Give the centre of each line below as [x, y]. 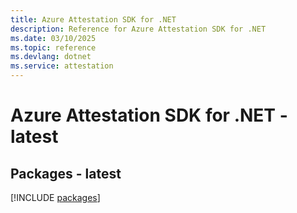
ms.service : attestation [62, 66]
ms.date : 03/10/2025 [53, 38]
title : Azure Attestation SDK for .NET [93, 19]
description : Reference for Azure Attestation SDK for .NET [138, 29]
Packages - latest [66, 173]
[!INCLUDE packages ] [55, 197]
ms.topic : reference [53, 47]
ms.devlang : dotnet [51, 57]
